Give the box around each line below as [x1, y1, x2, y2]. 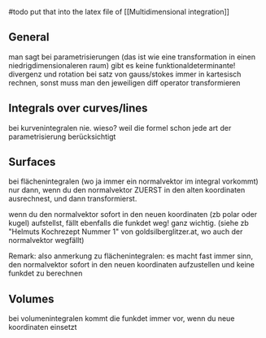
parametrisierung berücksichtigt [8, 132, 116, 141]
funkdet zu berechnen [8, 268, 83, 279]
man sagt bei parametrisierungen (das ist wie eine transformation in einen [8, 52, 256, 62]
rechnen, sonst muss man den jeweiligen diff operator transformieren [8, 77, 241, 88]
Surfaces [8, 155, 56, 169]
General [8, 30, 50, 44]
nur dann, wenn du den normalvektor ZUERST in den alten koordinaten [8, 185, 246, 195]
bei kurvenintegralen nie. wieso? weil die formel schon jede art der [8, 123, 232, 132]
